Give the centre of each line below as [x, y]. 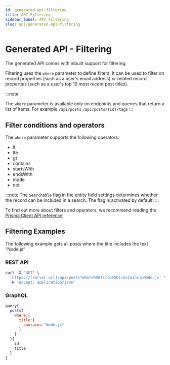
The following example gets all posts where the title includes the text [77, 244]
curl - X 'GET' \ [22, 273]
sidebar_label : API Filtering [37, 19]
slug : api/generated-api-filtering [43, 24]
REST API [17, 262]
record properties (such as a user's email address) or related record [76, 79]
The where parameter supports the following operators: [62, 137]
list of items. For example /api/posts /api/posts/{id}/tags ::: [69, 109]
